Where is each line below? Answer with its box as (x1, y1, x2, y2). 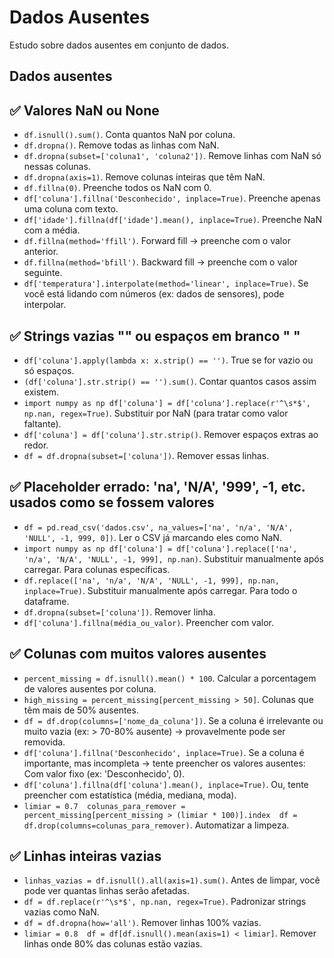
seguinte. (23, 267, 63, 279)
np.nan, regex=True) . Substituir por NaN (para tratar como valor (23, 407, 289, 419)
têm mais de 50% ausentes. (23, 704, 139, 716)
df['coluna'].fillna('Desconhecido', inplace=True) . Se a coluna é (23, 746, 305, 758)
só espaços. (23, 364, 75, 376)
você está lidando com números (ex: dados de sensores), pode (23, 288, 285, 300)
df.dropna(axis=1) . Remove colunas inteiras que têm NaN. (23, 171, 266, 183)
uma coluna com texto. (23, 203, 119, 215)
